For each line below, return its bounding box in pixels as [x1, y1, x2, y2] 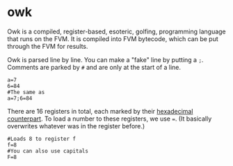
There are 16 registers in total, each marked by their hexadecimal [7, 107, 193, 115]
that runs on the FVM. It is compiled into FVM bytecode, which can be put [7, 34, 219, 43]
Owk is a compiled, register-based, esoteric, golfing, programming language [7, 27, 226, 36]
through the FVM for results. [7, 42, 88, 50]
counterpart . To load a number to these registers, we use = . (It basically [7, 114, 212, 123]
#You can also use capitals [7, 147, 89, 154]
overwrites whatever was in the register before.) [7, 121, 145, 130]
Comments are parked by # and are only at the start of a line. [7, 63, 182, 71]
